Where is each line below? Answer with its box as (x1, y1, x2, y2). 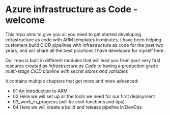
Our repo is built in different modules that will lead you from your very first (5, 57, 161, 63)
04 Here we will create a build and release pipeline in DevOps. (12, 104, 144, 110)
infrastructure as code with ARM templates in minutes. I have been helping (5, 37, 162, 43)
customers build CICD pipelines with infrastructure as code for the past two (5, 42, 164, 48)
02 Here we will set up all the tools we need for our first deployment (12, 93, 155, 99)
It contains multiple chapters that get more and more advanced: (5, 78, 139, 84)
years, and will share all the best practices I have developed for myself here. (5, 47, 165, 53)
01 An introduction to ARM (12, 88, 68, 94)
